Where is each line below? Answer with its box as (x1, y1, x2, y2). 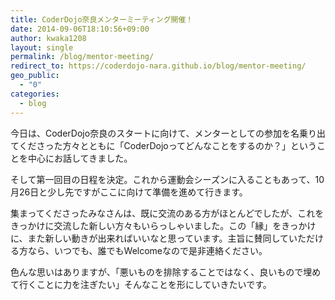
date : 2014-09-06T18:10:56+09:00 (10, 24, 150, 34)
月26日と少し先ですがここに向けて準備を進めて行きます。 (10, 186, 248, 198)
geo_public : (10, 71, 60, 81)
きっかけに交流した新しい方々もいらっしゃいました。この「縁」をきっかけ (10, 219, 317, 231)
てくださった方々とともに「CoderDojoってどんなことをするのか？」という (10, 139, 318, 151)
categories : (10, 89, 60, 99)
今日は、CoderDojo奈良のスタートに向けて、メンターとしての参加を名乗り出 (10, 127, 327, 139)
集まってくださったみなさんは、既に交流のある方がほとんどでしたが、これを (10, 207, 325, 219)
